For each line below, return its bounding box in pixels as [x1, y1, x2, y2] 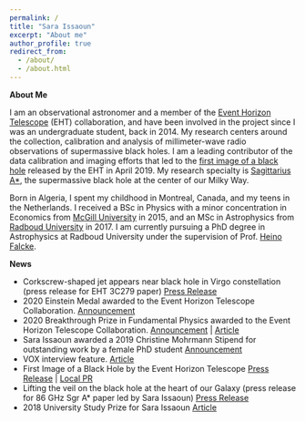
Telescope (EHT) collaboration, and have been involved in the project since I [9, 116, 296, 128]
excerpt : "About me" [9, 30, 88, 39]
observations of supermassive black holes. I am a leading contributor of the [9, 145, 293, 156]
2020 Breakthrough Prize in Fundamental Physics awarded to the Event [22, 314, 291, 325]
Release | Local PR [22, 373, 93, 384]
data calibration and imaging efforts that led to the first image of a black [9, 155, 279, 166]
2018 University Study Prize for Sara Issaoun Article [22, 402, 217, 413]
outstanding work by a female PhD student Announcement [22, 344, 243, 355]
